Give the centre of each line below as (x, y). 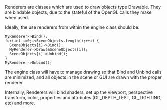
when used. (17, 18)
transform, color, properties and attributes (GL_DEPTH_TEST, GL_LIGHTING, (84, 97)
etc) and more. (20, 103)
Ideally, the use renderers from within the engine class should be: (72, 27)
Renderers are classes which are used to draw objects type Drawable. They (83, 7)
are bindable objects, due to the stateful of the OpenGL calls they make (78, 12)
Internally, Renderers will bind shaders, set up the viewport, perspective (79, 92)
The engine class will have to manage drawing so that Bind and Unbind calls (83, 72)
